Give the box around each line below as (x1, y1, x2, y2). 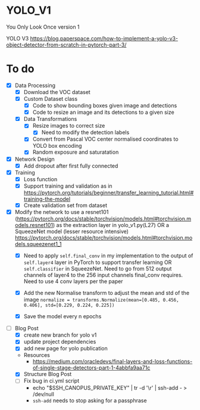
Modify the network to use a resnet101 (14, 208, 109, 215)
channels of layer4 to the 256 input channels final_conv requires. (23, 272, 183, 278)
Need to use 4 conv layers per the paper (23, 278, 123, 285)
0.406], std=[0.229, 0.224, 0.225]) (23, 302, 115, 309)
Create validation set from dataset (23, 201, 107, 209)
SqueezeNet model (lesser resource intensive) (14, 228, 129, 235)
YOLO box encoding (32, 142, 82, 150)
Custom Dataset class (23, 95, 78, 102)
